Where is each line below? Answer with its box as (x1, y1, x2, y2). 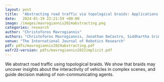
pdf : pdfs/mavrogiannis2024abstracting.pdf (5, 43, 95, 48)
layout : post (5, 7, 32, 12)
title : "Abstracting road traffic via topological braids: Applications (5, 12, 159, 16)
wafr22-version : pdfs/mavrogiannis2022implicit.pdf (5, 48, 112, 52)
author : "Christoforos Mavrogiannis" (5, 30, 82, 34)
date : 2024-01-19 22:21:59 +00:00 (5, 16, 80, 21)
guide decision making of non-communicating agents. (5, 71, 114, 77)
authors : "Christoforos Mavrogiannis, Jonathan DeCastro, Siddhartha (5, 34, 150, 39)
